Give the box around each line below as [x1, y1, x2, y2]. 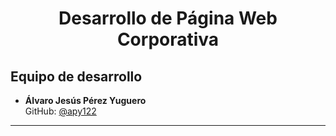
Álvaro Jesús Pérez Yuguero [24, 95, 147, 106]
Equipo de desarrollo [10, 68, 143, 85]
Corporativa [116, 28, 220, 51]
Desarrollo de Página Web [58, 7, 278, 30]
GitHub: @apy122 [24, 105, 97, 117]
